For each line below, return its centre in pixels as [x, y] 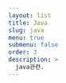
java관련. [30, 67]
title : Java [28, 23]
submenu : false [33, 45]
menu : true [26, 38]
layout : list [30, 15]
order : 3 [23, 52]
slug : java [26, 30]
